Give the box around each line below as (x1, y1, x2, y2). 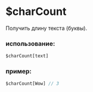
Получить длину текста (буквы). (5, 24, 88, 32)
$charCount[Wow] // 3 (5, 81, 60, 87)
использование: (5, 39, 55, 48)
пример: (5, 68, 32, 76)
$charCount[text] (5, 53, 49, 59)
